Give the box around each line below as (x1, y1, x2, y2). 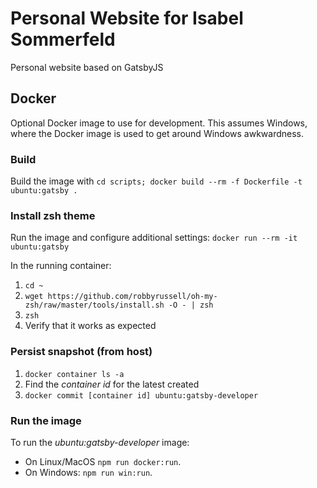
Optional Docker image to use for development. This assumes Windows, (10, 117, 308, 129)
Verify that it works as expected (24, 320, 157, 332)
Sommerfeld (10, 28, 116, 51)
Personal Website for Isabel (10, 7, 244, 30)
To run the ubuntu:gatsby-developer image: (10, 436, 190, 448)
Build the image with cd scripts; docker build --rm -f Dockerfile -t (10, 175, 303, 187)
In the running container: (10, 260, 112, 272)
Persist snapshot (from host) (10, 345, 153, 359)
